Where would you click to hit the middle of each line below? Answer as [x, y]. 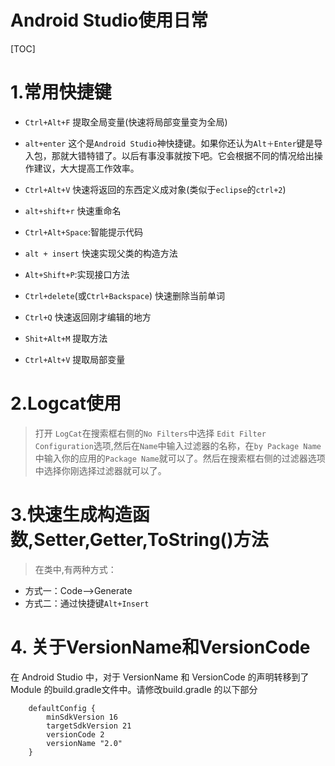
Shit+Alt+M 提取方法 [66, 338]
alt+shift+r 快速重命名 [73, 210]
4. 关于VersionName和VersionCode [160, 647]
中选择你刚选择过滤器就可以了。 [100, 470]
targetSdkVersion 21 [89, 726]
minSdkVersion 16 [82, 717]
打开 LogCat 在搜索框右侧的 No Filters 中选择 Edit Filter [150, 433]
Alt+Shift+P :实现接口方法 [77, 274]
